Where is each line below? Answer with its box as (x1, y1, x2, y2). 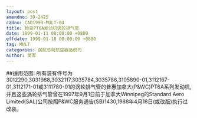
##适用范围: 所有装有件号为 (6, 69, 73, 77)
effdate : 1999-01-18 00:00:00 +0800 (6, 36, 96, 42)
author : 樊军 (6, 53, 37, 58)
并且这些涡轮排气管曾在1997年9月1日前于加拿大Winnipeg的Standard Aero (6, 90, 185, 97)
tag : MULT (6, 42, 31, 48)
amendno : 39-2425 (6, 14, 49, 20)
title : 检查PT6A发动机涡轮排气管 (6, 25, 80, 31)
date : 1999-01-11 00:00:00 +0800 (6, 31, 88, 37)
